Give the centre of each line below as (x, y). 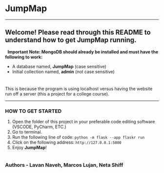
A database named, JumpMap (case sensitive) (59, 66)
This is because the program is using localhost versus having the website (79, 89)
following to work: (24, 57)
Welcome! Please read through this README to (78, 32)
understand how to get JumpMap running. (71, 40)
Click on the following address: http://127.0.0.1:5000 (67, 142)
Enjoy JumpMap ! (30, 148)
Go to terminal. (27, 132)
